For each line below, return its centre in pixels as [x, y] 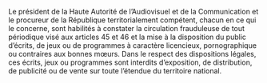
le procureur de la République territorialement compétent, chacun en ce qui [132, 20]
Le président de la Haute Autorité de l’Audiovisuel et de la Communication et [133, 12]
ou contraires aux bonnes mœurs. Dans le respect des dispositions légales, [132, 54]
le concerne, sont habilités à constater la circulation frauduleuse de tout [127, 28]
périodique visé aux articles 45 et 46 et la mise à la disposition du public [127, 37]
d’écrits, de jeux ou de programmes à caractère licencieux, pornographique [133, 45]
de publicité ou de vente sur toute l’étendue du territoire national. [115, 71]
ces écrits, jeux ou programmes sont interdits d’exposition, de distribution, [130, 62]
